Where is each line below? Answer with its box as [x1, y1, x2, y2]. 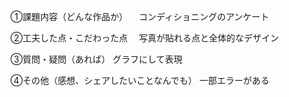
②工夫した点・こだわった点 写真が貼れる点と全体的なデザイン [10, 32, 280, 44]
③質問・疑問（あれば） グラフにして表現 [10, 53, 183, 65]
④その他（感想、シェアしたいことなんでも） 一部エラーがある [10, 75, 270, 86]
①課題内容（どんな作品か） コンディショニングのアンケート [10, 11, 270, 22]
